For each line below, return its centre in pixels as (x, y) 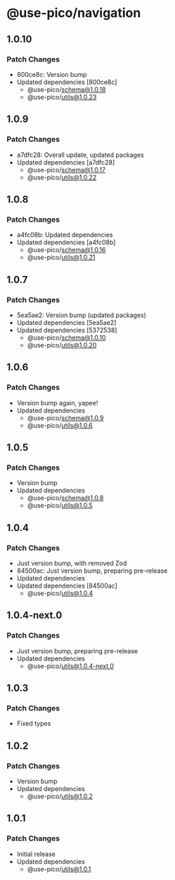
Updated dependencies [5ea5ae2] (66, 322)
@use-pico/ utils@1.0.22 (62, 177)
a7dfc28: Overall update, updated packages (80, 155)
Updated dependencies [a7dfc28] (66, 162)
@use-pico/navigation (74, 13)
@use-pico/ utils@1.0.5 (60, 506)
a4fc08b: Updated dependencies (65, 235)
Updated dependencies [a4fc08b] (66, 242)
